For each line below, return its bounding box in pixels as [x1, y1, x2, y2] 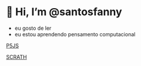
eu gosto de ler [14, 25, 52, 32]
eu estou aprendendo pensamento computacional [14, 30, 136, 37]
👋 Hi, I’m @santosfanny [6, 5, 122, 19]
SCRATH [6, 53, 28, 60]
